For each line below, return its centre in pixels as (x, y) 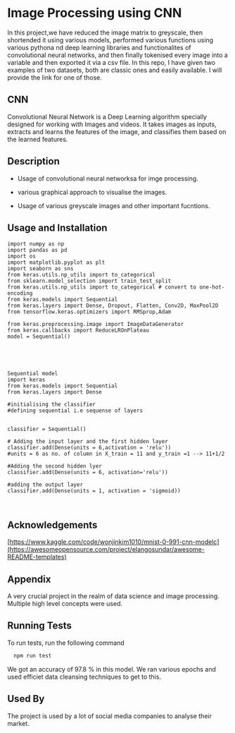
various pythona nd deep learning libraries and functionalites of (99, 47)
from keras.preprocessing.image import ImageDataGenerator (96, 325)
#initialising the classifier (52, 405)
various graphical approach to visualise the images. (92, 192)
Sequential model (33, 374)
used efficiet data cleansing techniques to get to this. (84, 677)
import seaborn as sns (40, 269)
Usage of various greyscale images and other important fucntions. (114, 205)
